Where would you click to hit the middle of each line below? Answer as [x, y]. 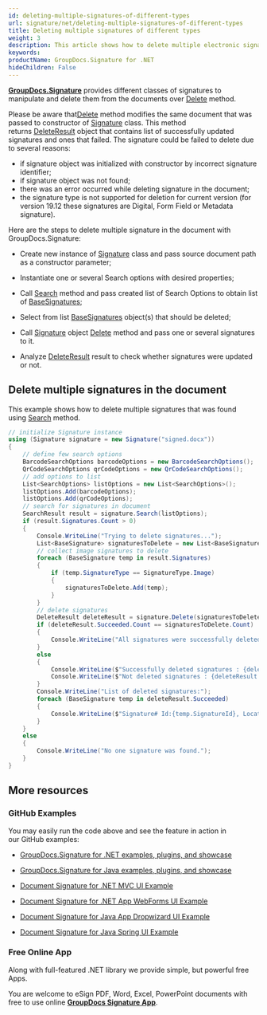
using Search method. [44, 417]
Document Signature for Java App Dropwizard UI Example [115, 916]
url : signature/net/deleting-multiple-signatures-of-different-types [126, 23]
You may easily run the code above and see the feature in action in [117, 831]
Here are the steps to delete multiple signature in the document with [120, 230]
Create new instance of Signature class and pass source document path [138, 254]
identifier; [35, 171]
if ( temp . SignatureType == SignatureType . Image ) [133, 573]
